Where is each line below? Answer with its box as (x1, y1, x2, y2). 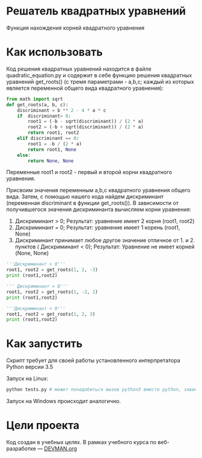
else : (17, 152, 31, 158)
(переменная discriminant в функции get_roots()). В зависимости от (6, 199, 179, 207)
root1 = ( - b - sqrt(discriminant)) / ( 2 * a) (28, 119, 144, 125)
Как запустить (6, 337, 83, 351)
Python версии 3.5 (6, 363, 54, 371)
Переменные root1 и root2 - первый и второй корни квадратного (6, 169, 173, 176)
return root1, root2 (28, 130, 79, 136)
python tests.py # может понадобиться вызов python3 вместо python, (6, 387, 182, 393)
